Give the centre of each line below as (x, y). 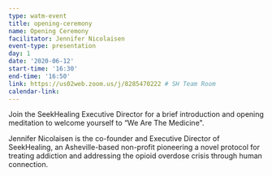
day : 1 (19, 54)
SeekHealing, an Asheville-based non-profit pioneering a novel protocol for (134, 148)
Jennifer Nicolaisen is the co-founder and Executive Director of (114, 139)
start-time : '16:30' (43, 69)
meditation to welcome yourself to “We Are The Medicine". (106, 123)
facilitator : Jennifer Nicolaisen (67, 39)
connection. (28, 165)
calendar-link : (34, 91)
